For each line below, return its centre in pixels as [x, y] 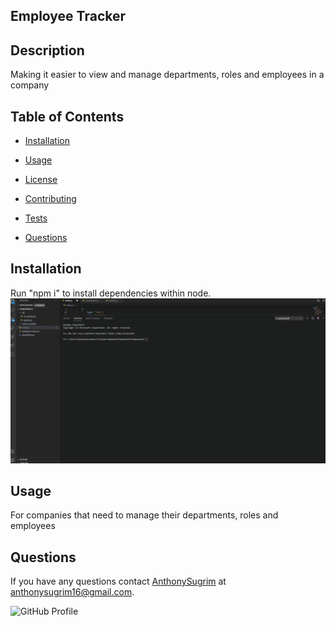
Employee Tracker [68, 16]
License [41, 180]
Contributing [50, 199]
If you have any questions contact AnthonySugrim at [118, 581]
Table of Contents [67, 116]
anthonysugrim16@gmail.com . [72, 592]
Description [47, 50]
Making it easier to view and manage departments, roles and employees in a [167, 75]
